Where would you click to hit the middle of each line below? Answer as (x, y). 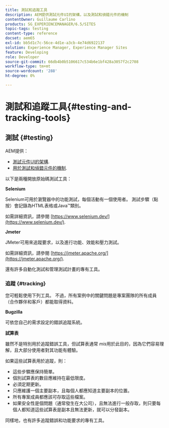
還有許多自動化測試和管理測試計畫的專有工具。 (54, 269)
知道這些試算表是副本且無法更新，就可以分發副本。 (79, 410)
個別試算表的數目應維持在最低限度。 (50, 378)
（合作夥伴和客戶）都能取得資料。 (41, 302)
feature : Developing (27, 52)
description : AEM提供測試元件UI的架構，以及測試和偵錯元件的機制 (67, 15)
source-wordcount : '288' (31, 71)
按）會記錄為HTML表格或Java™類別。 (44, 205)
